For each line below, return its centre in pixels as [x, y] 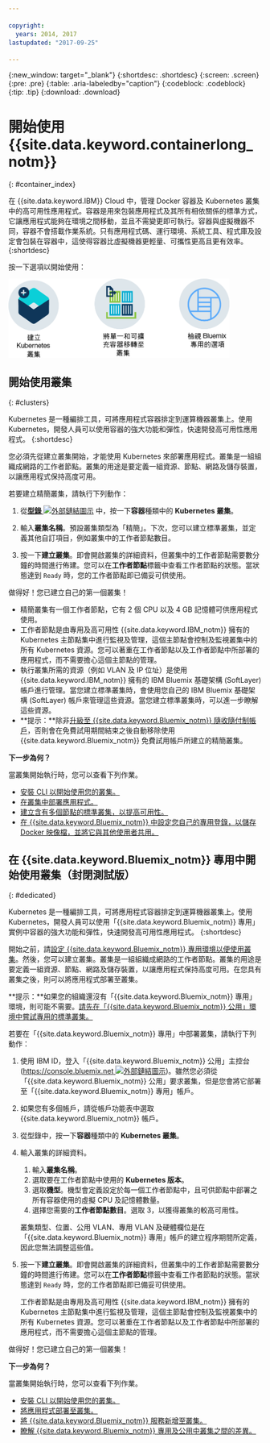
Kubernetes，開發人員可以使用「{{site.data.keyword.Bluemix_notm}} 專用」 [134, 921]
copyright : [27, 25]
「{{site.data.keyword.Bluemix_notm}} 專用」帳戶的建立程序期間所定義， [141, 1237]
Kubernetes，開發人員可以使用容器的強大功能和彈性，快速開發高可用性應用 [133, 429]
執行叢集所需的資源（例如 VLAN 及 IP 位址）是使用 [104, 670]
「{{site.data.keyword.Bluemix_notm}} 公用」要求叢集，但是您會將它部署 [141, 1081]
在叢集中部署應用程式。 [59, 801]
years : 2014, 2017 [47, 34]
